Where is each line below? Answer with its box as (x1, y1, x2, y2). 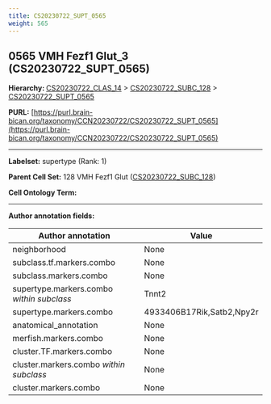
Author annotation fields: (8, 211, 95, 221)
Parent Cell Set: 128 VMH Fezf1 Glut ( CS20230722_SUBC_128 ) (8, 172, 216, 182)
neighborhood (12, 244, 67, 255)
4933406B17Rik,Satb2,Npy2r (144, 306, 259, 318)
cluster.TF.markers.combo (12, 346, 113, 357)
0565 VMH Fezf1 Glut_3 (8, 49, 129, 63)
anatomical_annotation (12, 320, 98, 331)
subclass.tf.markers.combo (12, 257, 115, 268)
